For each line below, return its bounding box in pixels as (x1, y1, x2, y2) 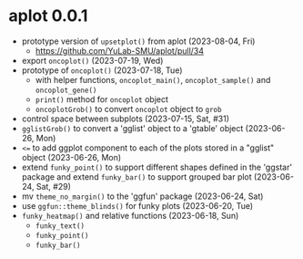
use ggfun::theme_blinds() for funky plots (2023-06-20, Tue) (21, 200, 254, 211)
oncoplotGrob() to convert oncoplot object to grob (35, 103, 222, 114)
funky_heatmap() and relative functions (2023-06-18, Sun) (21, 210, 239, 221)
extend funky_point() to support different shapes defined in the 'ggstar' (21, 161, 293, 172)
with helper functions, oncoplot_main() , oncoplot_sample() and (35, 74, 271, 85)
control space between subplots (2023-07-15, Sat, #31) (21, 113, 229, 124)
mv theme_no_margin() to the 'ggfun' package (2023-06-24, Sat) (21, 191, 264, 202)
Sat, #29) (35, 181, 72, 192)
